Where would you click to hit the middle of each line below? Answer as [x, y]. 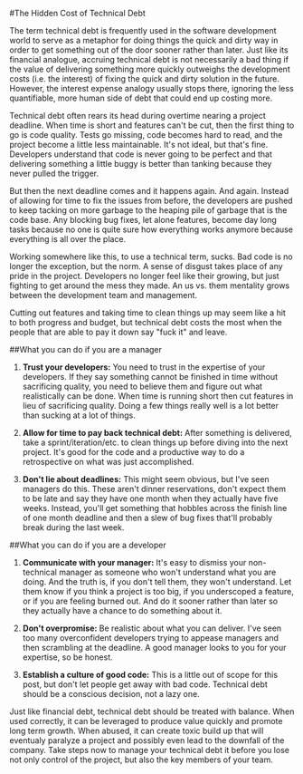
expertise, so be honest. [67, 657]
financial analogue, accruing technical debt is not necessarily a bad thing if [149, 59]
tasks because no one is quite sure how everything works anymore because [151, 229]
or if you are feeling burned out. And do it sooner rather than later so [150, 601]
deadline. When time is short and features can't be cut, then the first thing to [152, 125]
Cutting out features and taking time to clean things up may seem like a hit [148, 313]
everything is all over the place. [68, 239]
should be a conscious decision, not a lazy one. [111, 694]
